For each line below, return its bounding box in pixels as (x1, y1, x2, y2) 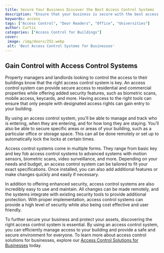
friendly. (5, 207, 22, 213)
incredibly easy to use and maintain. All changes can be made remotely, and (5, 186, 159, 192)
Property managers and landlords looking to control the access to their (5, 74, 148, 81)
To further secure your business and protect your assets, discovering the (5, 216, 153, 223)
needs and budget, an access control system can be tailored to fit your (5, 161, 148, 167)
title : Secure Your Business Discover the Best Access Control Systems (5, 7, 154, 12)
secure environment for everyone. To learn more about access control (5, 232, 147, 238)
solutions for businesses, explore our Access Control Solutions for (5, 237, 139, 243)
